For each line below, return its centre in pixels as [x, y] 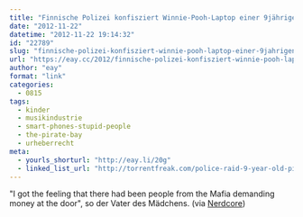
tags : [19, 101]
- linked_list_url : [54, 168]
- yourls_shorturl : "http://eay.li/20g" [94, 160]
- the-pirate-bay [50, 135]
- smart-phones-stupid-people [74, 127]
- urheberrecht [46, 143]
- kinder [34, 110]
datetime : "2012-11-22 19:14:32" [72, 34]
